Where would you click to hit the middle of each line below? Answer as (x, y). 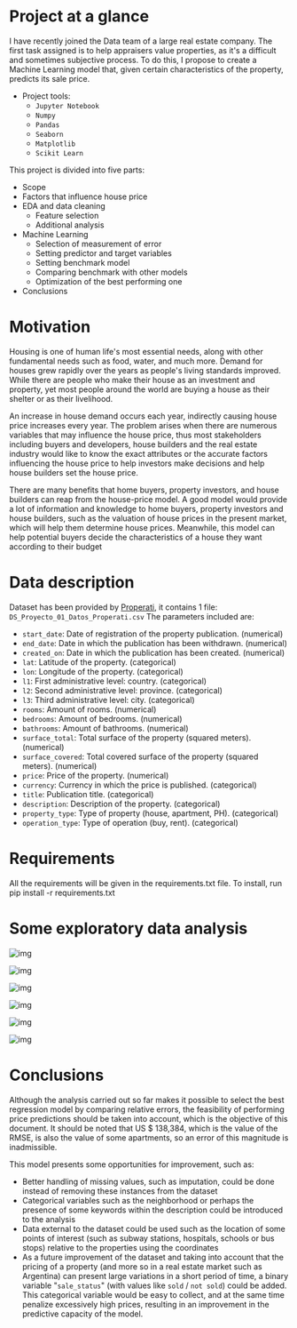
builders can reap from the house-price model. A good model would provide (148, 499)
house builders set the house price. (74, 472)
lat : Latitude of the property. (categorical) (99, 662)
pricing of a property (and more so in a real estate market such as (142, 1266)
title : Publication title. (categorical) (88, 794)
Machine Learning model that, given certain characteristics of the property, (146, 69)
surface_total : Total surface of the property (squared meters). (137, 737)
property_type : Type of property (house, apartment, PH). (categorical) (150, 813)
